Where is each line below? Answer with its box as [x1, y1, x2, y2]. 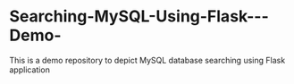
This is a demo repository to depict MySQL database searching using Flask [9, 55, 286, 65]
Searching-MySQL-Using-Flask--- [9, 6, 270, 27]
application [9, 64, 51, 75]
